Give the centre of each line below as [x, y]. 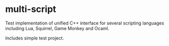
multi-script [31, 9]
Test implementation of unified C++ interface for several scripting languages [85, 23]
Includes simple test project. [35, 38]
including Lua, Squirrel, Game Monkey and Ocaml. [57, 28]
